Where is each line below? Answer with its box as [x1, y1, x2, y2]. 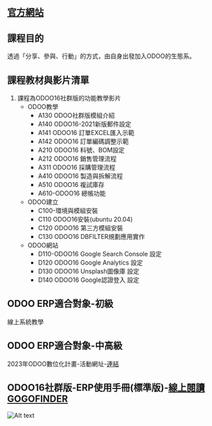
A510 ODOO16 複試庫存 [37, 181, 105, 189]
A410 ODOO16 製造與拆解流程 [37, 172, 123, 180]
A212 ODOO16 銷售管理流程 [37, 154, 117, 163]
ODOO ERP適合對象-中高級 [7, 340, 123, 352]
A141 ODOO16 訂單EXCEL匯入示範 [37, 129, 135, 137]
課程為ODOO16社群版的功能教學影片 [17, 94, 121, 103]
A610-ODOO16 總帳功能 [37, 189, 106, 197]
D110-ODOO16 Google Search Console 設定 [37, 250, 162, 258]
